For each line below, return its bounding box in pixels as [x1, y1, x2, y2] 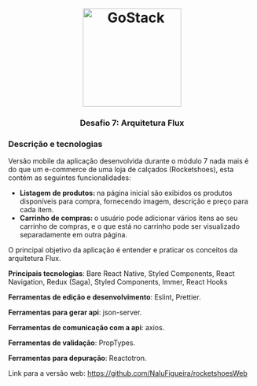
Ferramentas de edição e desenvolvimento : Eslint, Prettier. [8, 292, 202, 302]
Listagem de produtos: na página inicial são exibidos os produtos [19, 189, 233, 198]
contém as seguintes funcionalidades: [8, 173, 131, 182]
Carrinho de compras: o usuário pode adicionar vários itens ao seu [19, 213, 238, 223]
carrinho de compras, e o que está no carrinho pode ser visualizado [19, 222, 240, 231]
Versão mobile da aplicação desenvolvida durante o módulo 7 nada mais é [8, 156, 249, 166]
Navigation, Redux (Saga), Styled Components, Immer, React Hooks [8, 278, 228, 287]
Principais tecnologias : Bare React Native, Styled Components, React [8, 269, 235, 278]
